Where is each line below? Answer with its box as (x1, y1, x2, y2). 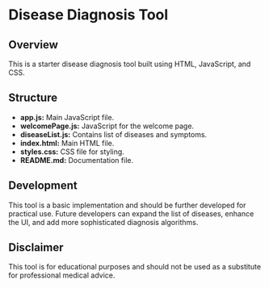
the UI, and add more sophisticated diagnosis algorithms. (8, 217, 199, 227)
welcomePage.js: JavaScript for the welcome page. (19, 121, 195, 131)
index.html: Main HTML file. (19, 138, 115, 148)
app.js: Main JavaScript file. (19, 112, 115, 122)
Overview (8, 38, 59, 52)
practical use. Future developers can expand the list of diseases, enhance (8, 208, 254, 219)
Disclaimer (8, 240, 64, 255)
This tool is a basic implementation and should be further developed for (8, 200, 246, 210)
